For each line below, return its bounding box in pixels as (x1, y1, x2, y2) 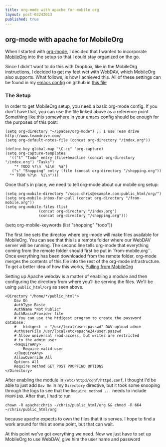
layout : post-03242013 (5, 12, 52, 17)
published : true (5, 17, 39, 22)
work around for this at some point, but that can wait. (5, 421, 114, 427)
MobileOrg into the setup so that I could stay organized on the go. (5, 54, 141, 60)
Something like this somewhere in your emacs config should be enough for (5, 114, 160, 120)
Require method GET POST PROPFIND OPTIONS (14, 364, 104, 369)
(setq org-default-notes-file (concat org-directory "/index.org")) (5, 138, 151, 143)
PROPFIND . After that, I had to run (5, 393, 71, 399)
